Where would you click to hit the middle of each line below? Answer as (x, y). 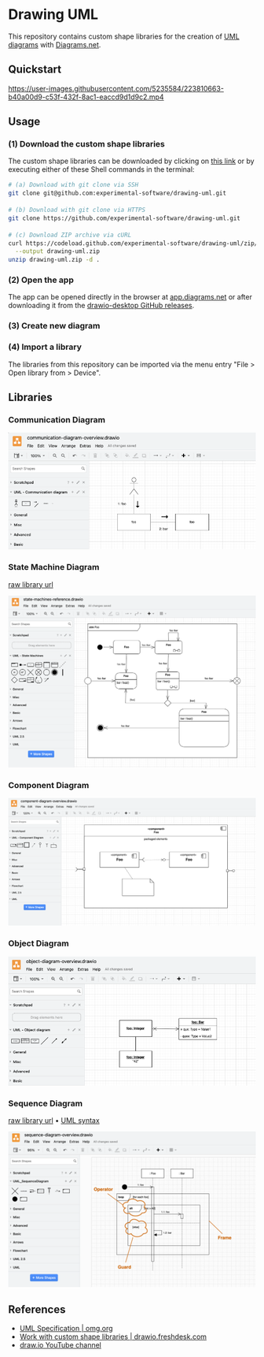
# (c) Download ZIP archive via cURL (70, 235)
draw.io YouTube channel (60, 1345)
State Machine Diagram (54, 567)
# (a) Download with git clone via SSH (73, 185)
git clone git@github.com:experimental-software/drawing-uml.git (117, 193)
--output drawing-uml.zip (58, 251)
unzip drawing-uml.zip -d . (54, 260)
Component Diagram (49, 785)
